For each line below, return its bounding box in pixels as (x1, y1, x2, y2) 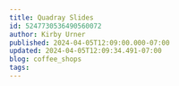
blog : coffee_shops (9, 55, 82, 64)
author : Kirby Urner (9, 30, 87, 39)
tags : (9, 64, 30, 73)
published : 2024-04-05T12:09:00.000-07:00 (9, 38, 170, 47)
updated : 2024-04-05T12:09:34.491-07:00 (9, 47, 163, 56)
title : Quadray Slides (9, 13, 94, 22)
